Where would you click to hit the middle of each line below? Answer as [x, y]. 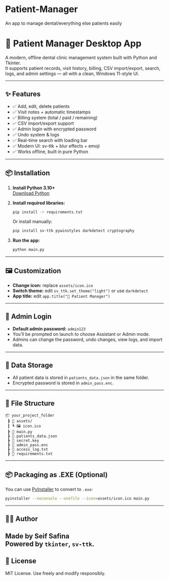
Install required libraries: [39, 203]
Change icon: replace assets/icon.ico [53, 285]
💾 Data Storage [29, 365]
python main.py [28, 250]
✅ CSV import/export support [43, 123]
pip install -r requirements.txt [48, 212]
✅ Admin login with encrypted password [54, 129]
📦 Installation [28, 173]
